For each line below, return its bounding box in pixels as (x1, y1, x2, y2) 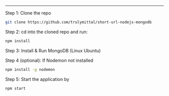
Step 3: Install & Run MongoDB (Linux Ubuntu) (5, 47, 101, 53)
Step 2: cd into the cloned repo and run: (5, 29, 88, 35)
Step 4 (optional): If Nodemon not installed (5, 57, 94, 63)
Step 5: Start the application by (5, 76, 69, 82)
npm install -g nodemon (5, 67, 55, 72)
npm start (5, 86, 26, 91)
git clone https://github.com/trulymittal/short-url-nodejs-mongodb (5, 20, 152, 25)
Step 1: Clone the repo (5, 10, 51, 16)
